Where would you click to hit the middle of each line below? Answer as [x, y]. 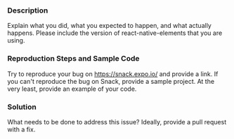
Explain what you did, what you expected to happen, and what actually [110, 26]
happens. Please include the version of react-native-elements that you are [115, 33]
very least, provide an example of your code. [72, 89]
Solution [22, 107]
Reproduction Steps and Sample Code [73, 59]
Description [28, 10]
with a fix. [21, 129]
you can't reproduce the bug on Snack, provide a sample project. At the [111, 81]
